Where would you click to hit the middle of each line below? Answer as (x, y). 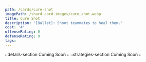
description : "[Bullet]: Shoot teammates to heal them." (64, 23)
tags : (10, 41)
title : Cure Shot (23, 18)
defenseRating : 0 (23, 37)
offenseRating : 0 (23, 32)
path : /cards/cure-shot (29, 9)
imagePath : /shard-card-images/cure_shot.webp (53, 14)
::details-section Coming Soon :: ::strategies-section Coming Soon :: (73, 54)
